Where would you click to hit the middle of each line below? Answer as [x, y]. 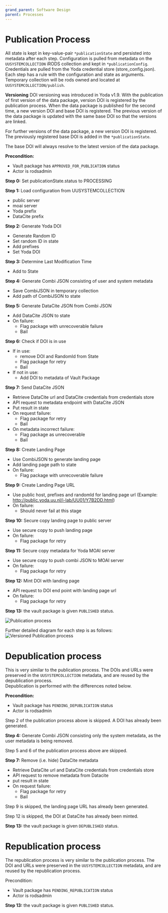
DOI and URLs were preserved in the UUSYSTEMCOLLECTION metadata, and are [83, 866]
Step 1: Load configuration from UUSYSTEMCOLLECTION [65, 191]
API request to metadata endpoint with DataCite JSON [68, 403]
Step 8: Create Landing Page [35, 449]
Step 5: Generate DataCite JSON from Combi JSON [58, 306]
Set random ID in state [35, 241]
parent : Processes [24, 15]
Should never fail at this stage [51, 511]
